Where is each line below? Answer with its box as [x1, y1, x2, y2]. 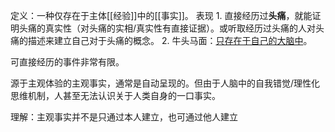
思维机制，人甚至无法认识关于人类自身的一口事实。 [10, 90, 221, 101]
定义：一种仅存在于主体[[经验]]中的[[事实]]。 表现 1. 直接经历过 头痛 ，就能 [10, 10, 313, 21]
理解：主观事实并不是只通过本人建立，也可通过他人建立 [10, 111, 238, 123]
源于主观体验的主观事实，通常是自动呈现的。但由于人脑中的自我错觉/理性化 [10, 77, 321, 89]
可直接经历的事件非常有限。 [10, 56, 125, 68]
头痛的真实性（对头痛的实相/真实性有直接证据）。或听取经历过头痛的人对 [18, 22, 317, 34]
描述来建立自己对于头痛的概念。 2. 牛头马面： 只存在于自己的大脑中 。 [27, 35, 313, 46]
